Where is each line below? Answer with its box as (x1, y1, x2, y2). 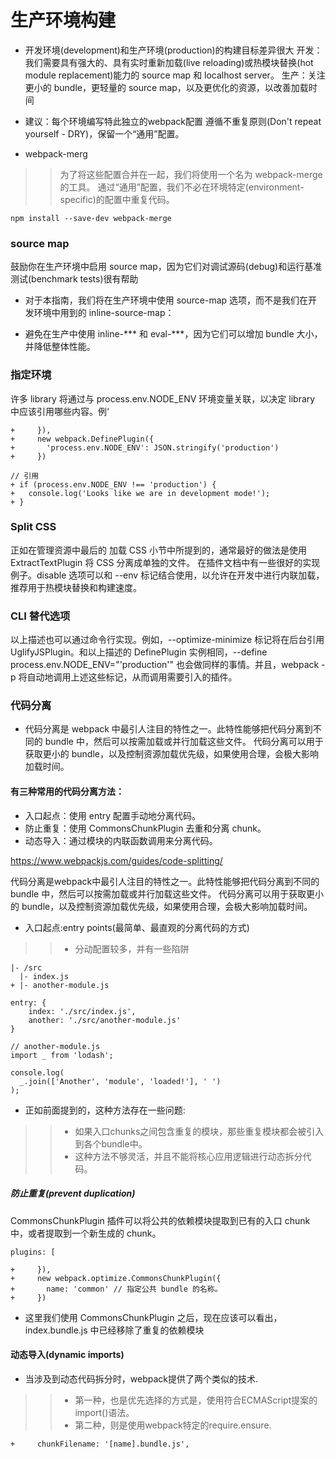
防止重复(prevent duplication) (10, 1187, 136, 1200)
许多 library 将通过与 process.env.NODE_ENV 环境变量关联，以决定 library (10, 392, 316, 405)
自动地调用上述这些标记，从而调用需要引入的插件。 (26, 671, 238, 683)
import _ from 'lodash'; (10, 1050, 114, 1060)
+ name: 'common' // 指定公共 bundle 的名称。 (10, 1284, 223, 1294)
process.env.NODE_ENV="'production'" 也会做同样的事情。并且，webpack (10, 659, 320, 671)
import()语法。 (74, 1406, 135, 1418)
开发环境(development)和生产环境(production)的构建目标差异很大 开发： (24, 44, 323, 56)
